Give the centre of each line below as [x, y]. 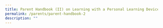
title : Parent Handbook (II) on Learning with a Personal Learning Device [82, 9]
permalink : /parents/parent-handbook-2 [45, 14]
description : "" [21, 18]
